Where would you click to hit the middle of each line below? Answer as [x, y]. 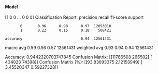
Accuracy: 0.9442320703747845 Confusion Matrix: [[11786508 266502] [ [79, 57]
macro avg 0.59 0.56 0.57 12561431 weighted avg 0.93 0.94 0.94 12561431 [79, 48]
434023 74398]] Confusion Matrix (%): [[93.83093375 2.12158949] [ [74, 62]
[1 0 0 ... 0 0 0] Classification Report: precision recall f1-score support [74, 17]
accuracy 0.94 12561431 [58, 39]
